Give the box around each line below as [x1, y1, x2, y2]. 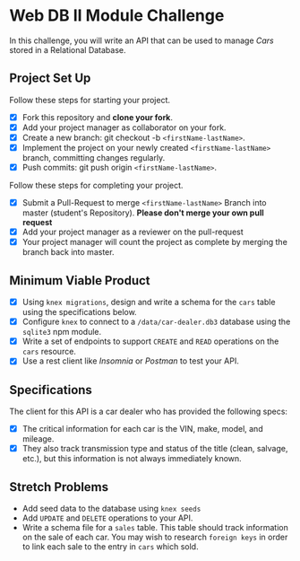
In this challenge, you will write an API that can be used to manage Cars [9, 35, 275, 46]
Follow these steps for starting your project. [9, 94, 170, 105]
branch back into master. [21, 247, 115, 258]
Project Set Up [9, 71, 91, 86]
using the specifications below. [21, 307, 137, 318]
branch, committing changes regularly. [21, 153, 166, 162]
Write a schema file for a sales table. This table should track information [21, 522, 288, 533]
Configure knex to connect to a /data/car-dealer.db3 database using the [21, 316, 291, 328]
